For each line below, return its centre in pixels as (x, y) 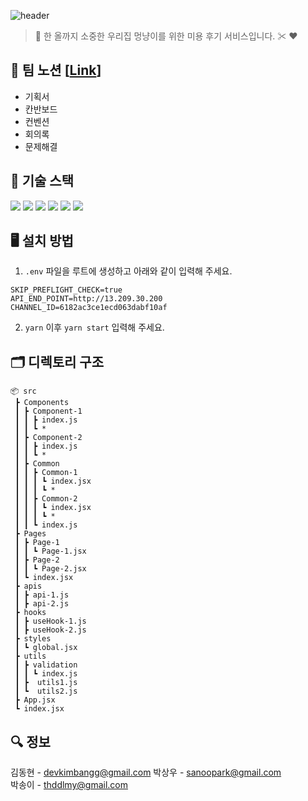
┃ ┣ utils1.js (46, 683)
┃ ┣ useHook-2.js (50, 630)
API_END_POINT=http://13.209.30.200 (86, 299)
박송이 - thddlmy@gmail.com (69, 785)
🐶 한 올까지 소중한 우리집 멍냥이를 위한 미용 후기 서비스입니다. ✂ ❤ (166, 36)
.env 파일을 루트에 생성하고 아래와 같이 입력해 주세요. (128, 271)
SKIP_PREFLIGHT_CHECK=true (66, 290)
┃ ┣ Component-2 (48, 438)
